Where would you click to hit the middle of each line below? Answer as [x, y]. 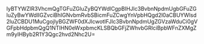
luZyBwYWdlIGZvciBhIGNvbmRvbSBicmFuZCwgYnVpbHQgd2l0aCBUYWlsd [101, 15]
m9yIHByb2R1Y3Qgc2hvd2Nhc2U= [51, 34]
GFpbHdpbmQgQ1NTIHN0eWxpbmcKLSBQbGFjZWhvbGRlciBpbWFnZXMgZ [102, 28]
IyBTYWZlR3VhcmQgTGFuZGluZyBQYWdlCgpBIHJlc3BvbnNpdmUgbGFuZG [102, 9]
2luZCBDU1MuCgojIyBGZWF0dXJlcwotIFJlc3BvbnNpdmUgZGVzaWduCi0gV [102, 21]
